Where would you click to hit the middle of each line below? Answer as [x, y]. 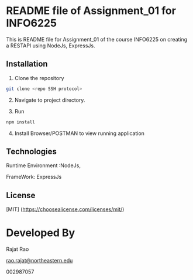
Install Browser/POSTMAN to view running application [80, 133]
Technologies [32, 151]
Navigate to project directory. [50, 100]
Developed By [41, 233]
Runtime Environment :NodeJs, [43, 165]
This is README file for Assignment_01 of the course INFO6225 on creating [97, 39]
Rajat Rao [18, 249]
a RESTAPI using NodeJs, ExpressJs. [51, 46]
